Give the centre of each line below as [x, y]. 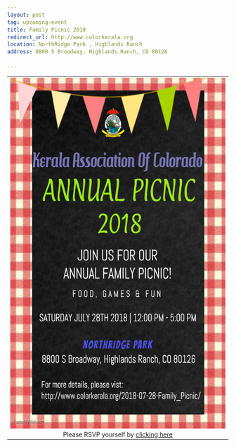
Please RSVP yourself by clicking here [118, 434]
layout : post [26, 15]
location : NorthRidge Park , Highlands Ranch [75, 45]
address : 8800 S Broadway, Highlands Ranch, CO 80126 [87, 52]
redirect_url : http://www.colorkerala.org [70, 37]
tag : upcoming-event [37, 22]
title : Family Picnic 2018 [47, 29]
